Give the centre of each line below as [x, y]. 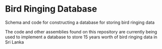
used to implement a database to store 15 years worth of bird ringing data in [81, 37]
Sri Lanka [15, 42]
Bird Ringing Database [51, 9]
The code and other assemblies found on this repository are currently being [81, 32]
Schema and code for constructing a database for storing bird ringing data [80, 22]
